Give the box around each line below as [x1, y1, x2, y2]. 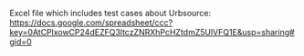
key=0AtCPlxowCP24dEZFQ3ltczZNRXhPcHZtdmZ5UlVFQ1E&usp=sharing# [9, 27, 295, 37]
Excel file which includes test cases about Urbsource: [9, 8, 212, 18]
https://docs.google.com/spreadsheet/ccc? [9, 17, 173, 28]
